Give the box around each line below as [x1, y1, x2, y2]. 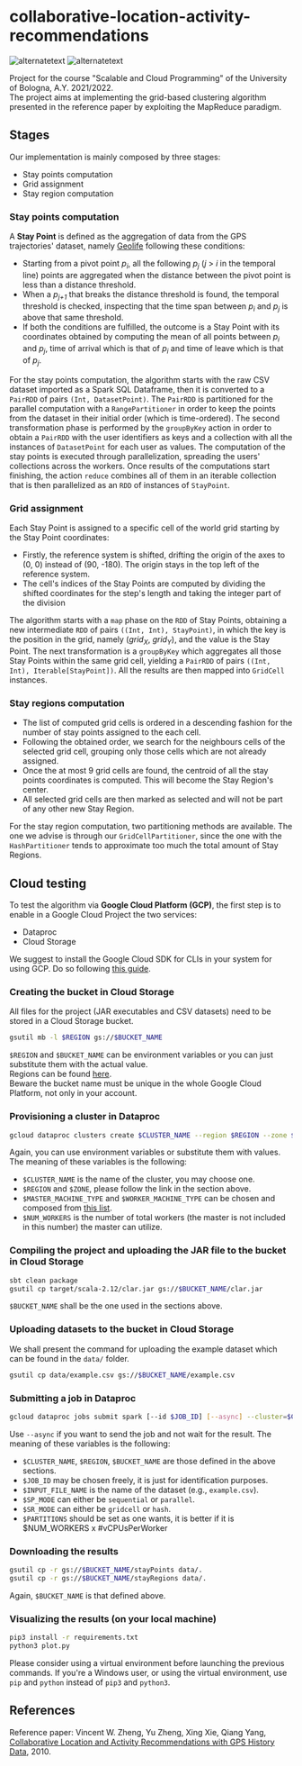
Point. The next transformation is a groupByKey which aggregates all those [9, 646, 281, 657]
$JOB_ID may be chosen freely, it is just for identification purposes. [22, 1474, 269, 1485]
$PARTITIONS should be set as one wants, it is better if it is [22, 1513, 235, 1524]
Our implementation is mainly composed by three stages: [9, 151, 221, 162]
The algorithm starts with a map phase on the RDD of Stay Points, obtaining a [9, 615, 288, 626]
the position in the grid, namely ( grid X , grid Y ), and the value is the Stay [9, 634, 271, 647]
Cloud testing [9, 875, 87, 891]
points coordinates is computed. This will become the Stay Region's [22, 774, 274, 785]
